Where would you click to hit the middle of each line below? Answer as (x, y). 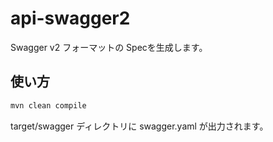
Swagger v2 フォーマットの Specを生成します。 (109, 47)
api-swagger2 (70, 18)
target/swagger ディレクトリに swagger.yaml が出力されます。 (139, 126)
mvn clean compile (48, 105)
